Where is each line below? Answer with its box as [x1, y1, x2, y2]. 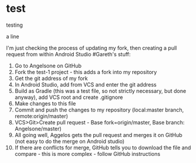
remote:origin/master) [14, 112, 68, 120]
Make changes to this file [14, 100, 76, 107]
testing [6, 21, 23, 28]
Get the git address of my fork [14, 75, 89, 82]
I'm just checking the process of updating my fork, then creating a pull [6, 44, 177, 52]
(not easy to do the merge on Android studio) [14, 138, 125, 145]
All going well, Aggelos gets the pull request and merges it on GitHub [14, 131, 183, 138]
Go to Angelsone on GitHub [14, 62, 81, 69]
